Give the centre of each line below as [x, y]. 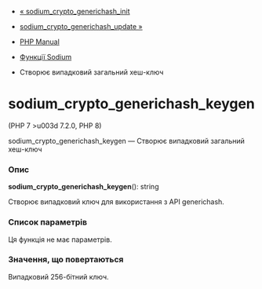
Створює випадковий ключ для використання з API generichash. [116, 202]
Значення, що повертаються [66, 260]
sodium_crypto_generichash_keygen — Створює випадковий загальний [127, 141]
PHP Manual [40, 42]
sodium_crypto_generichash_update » [81, 26]
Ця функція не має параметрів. [60, 240]
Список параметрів [48, 222]
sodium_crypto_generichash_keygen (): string [84, 187]
